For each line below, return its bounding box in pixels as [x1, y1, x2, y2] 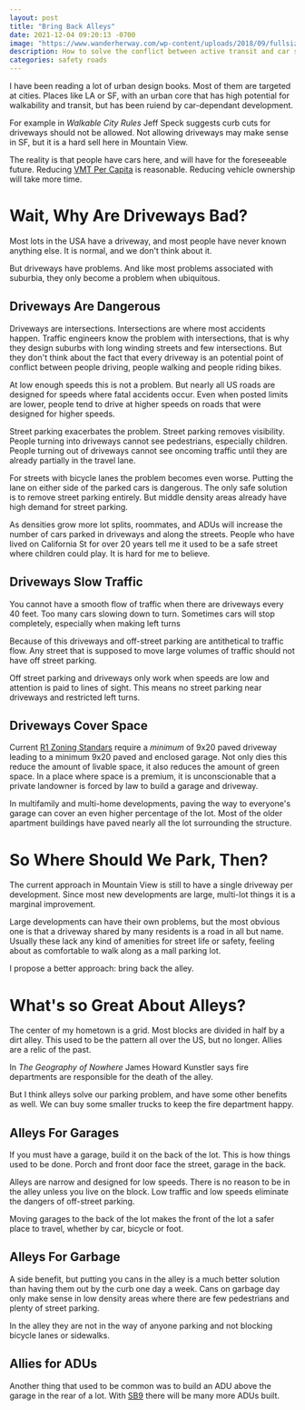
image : [9, 38, 34, 48]
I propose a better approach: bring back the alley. [9, 963, 194, 974]
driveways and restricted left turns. [9, 692, 141, 703]
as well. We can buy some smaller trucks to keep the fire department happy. [9, 1099, 294, 1110]
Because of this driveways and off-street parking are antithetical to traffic [9, 635, 284, 646]
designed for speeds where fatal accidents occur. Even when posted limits [9, 388, 289, 400]
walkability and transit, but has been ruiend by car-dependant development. [9, 100, 293, 110]
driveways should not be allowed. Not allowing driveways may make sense [9, 127, 289, 137]
